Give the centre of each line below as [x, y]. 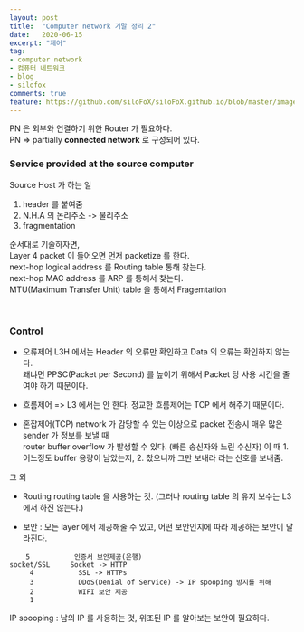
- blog [22, 77]
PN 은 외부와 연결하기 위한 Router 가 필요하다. [91, 128]
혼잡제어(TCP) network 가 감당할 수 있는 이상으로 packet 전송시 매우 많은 [152, 424]
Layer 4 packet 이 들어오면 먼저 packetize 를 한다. [100, 255]
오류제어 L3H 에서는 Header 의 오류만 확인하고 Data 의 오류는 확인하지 [147, 351]
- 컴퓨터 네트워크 [38, 69]
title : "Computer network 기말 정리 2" [83, 26]
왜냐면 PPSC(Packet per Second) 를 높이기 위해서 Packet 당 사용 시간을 [151, 374]
